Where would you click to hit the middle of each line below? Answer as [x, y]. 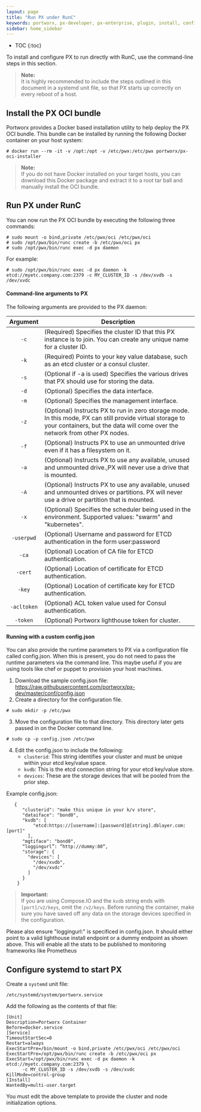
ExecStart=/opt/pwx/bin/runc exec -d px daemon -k [71, 1059]
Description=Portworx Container [46, 1023]
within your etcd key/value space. [65, 763]
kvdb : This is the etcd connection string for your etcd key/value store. [109, 769]
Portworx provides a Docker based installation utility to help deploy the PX [98, 128]
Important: [34, 894]
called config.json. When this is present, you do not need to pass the [91, 656]
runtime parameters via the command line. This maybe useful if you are [94, 662]
